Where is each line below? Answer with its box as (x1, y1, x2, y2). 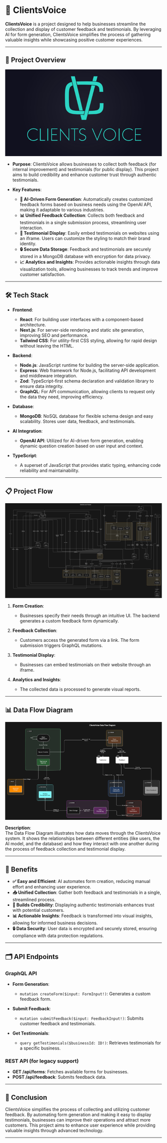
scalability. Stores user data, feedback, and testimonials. (19, 418, 136, 424)
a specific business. (19, 1045, 61, 1051)
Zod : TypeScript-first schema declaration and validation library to (19, 378, 154, 384)
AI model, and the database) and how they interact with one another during (5, 841, 159, 847)
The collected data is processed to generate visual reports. (19, 686, 141, 692)
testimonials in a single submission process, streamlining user (19, 220, 147, 226)
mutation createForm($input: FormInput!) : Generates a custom (19, 990, 151, 996)
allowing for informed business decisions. (12, 920, 98, 926)
